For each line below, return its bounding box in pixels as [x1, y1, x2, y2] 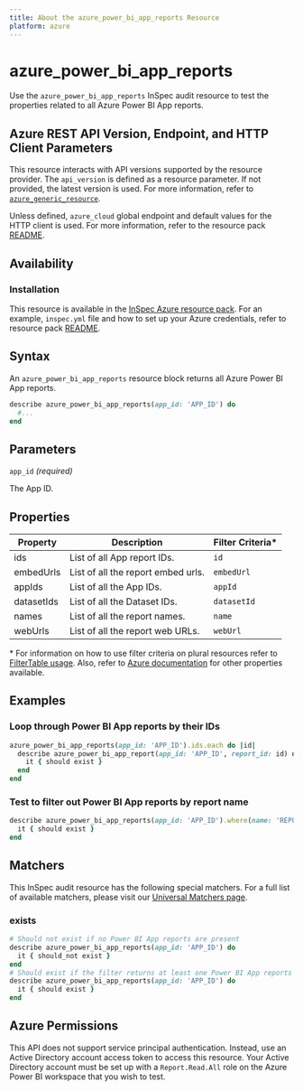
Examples [9, 693, 66, 709]
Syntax [9, 349, 50, 364]
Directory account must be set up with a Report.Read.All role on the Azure [9, 1061, 288, 1072]
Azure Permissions [9, 1018, 119, 1034]
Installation [9, 283, 60, 295]
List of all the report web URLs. [69, 625, 200, 637]
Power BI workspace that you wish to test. [9, 1071, 166, 1082]
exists [9, 914, 37, 927]
